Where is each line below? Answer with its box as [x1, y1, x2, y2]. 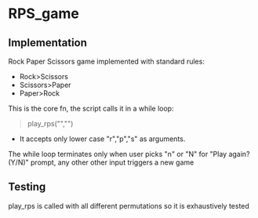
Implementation [8, 36, 88, 49]
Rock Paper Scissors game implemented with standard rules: [8, 56, 205, 66]
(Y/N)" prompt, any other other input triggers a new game [8, 158, 194, 167]
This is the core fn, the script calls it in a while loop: [8, 104, 174, 113]
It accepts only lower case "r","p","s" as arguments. [19, 134, 186, 144]
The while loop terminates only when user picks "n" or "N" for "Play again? [8, 150, 250, 158]
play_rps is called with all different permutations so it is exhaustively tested [8, 201, 249, 210]
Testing [8, 180, 46, 194]
